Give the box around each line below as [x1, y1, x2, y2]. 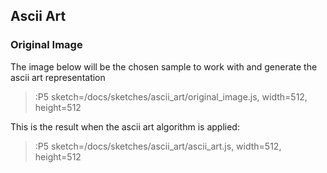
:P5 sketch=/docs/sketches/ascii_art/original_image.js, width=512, [34, 90, 308, 103]
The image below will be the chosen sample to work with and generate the [10, 60, 318, 73]
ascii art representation [10, 71, 106, 83]
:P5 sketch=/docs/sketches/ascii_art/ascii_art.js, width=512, [34, 140, 282, 152]
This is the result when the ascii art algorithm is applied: [10, 120, 240, 133]
